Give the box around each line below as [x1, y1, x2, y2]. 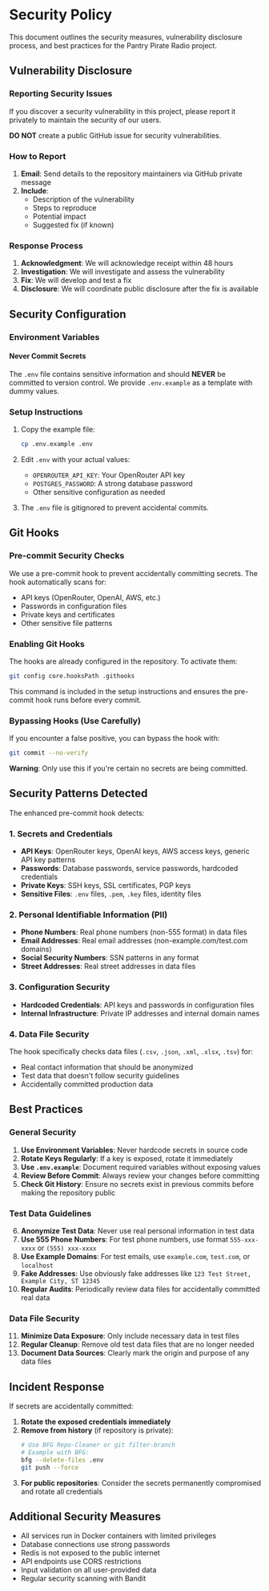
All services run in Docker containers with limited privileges [20, 1531, 217, 1540]
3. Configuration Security [9, 982, 110, 993]
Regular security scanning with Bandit [20, 1573, 147, 1584]
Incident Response [9, 1380, 105, 1393]
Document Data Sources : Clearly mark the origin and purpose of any [20, 1348, 250, 1358]
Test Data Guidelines [9, 1208, 92, 1219]
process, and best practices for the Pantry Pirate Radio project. [9, 40, 217, 50]
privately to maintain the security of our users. [9, 115, 162, 125]
